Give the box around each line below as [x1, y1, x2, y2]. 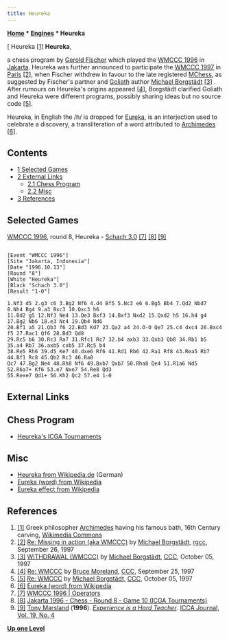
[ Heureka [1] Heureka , [7, 42, 72, 50]
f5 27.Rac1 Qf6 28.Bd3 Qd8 [7, 330, 84, 337]
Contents [7, 147, 48, 159]
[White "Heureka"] [7, 276, 60, 283]
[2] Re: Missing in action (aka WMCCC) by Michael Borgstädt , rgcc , [16, 538, 208, 546]
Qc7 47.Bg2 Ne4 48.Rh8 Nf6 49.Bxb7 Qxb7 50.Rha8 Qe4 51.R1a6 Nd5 [7, 360, 197, 368]
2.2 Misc [27, 187, 53, 196]
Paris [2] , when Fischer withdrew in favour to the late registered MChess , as [7, 70, 222, 78]
